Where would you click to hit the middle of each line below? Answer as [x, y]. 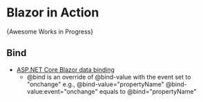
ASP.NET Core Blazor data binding [66, 69]
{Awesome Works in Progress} [50, 31]
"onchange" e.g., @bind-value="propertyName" [95, 84]
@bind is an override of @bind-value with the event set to [109, 77]
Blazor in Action [53, 13]
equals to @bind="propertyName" [148, 91]
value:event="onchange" [62, 91]
